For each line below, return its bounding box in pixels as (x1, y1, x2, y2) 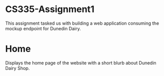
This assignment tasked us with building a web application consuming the (5, 20, 159, 26)
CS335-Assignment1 (5, 4, 95, 15)
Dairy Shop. (5, 65, 30, 71)
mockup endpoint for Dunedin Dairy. (5, 25, 81, 31)
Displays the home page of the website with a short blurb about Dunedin (5, 59, 157, 66)
